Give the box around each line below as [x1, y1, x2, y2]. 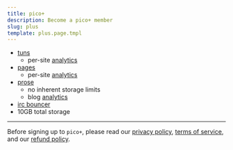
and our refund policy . [7, 135, 71, 143]
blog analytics [27, 93, 68, 101]
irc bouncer [17, 100, 51, 108]
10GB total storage [17, 108, 71, 116]
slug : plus [7, 23, 39, 30]
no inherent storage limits [27, 85, 101, 94]
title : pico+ [7, 10, 45, 17]
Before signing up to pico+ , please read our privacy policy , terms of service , [7, 128, 224, 136]
